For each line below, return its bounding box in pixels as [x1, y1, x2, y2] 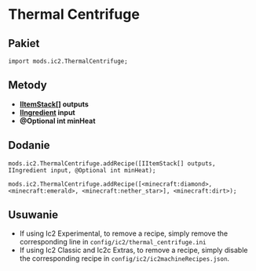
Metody [8, 78, 47, 92]
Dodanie [8, 139, 50, 152]
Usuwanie [8, 208, 59, 222]
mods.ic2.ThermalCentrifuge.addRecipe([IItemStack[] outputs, [8, 159, 216, 168]
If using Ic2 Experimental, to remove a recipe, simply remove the [19, 229, 229, 238]
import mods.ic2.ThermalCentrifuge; [8, 57, 128, 65]
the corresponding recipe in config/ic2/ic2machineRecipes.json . [19, 254, 230, 263]
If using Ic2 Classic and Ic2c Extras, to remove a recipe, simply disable [19, 245, 248, 255]
